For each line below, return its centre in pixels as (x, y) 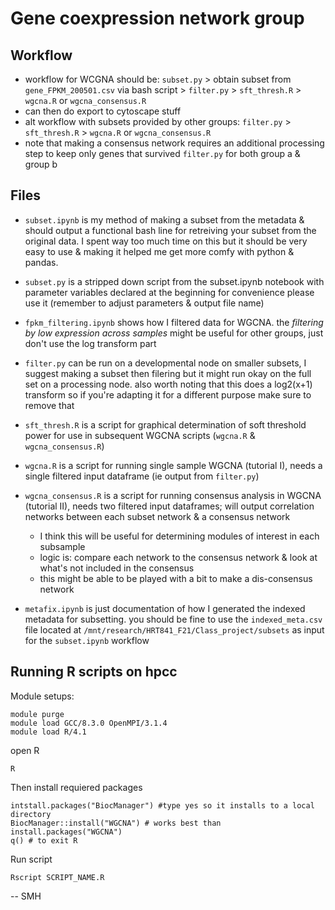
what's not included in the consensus (117, 568)
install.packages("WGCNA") (66, 832)
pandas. (41, 262)
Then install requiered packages (76, 787)
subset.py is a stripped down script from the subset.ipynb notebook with (174, 281)
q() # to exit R (44, 840)
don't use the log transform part (90, 343)
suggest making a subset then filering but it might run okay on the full (168, 373)
